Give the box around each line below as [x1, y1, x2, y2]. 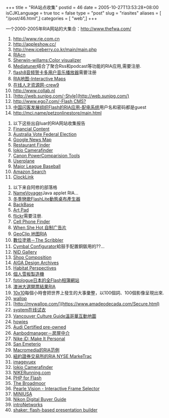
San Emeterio [13, 341, 41, 347]
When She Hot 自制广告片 [13, 225, 67, 230]
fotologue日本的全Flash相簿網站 [13, 277, 79, 283]
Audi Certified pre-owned [13, 324, 66, 330]
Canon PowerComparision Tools [13, 153, 80, 158]
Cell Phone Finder [13, 219, 50, 225]
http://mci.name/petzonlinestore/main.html [13, 110, 102, 116]
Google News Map [13, 137, 52, 142]
